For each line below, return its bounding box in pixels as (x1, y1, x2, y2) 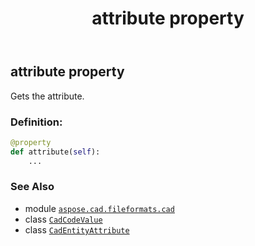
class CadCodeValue (24, 213, 103, 225)
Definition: (10, 115, 63, 129)
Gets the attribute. (10, 90, 85, 102)
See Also (10, 180, 55, 194)
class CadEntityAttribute (24, 223, 130, 236)
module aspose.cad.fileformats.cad (24, 202, 175, 214)
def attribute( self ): (10, 147, 101, 157)
